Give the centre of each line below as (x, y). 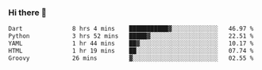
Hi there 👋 (28, 13)
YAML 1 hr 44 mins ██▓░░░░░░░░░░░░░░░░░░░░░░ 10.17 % (131, 44)
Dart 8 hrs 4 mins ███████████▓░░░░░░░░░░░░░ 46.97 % (131, 29)
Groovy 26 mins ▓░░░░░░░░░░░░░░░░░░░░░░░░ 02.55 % (131, 58)
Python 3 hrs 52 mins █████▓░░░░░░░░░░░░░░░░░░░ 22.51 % (131, 36)
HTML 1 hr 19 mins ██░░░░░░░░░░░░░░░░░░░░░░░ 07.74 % (131, 50)
